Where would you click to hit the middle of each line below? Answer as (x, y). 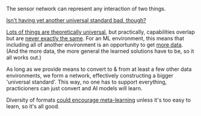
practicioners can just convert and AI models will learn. (74, 88)
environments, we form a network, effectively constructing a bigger (90, 75)
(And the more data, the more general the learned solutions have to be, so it (100, 51)
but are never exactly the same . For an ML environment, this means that (95, 38)
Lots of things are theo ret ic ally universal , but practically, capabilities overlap (100, 32)
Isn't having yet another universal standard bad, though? (76, 20)
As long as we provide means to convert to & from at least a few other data (99, 69)
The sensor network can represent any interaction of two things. (86, 9)
